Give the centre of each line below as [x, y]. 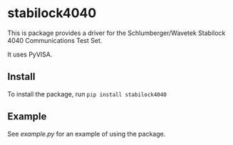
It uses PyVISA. [30, 54]
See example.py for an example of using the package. [87, 134]
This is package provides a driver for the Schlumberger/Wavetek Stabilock [116, 33]
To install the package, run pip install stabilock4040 [87, 94]
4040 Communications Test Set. [55, 40]
